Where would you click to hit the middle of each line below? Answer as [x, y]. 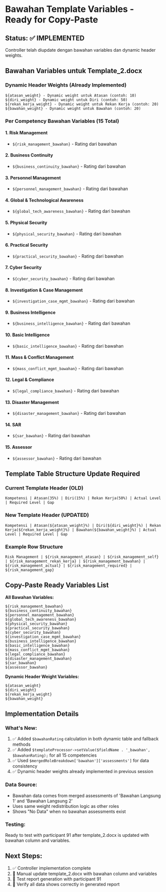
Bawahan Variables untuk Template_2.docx [74, 71]
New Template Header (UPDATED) [47, 515]
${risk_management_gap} [30, 570]
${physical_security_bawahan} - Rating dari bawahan [67, 234]
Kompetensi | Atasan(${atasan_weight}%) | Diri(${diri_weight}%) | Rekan [83, 525]
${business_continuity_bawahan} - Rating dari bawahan [69, 166]
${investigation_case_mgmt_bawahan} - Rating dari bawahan [74, 301]
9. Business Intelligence [30, 312]
